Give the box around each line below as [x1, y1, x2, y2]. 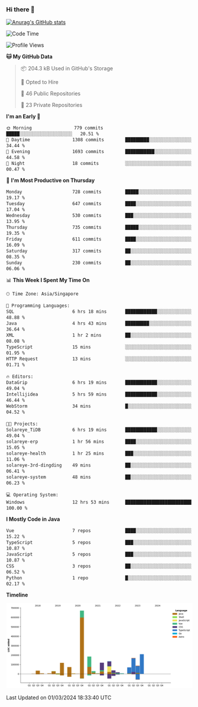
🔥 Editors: [6, 374, 34, 380]
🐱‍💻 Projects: [6, 421, 38, 427]
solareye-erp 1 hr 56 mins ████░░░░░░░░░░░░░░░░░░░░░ [6, 439, 192, 445]
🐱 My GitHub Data [6, 53, 53, 60]
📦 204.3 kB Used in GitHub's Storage [20, 65, 113, 72]
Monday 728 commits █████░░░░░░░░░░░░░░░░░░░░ [6, 189, 192, 195]
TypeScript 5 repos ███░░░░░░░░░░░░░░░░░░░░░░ [6, 540, 192, 546]
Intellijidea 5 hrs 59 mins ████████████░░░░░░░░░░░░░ [6, 391, 192, 398]
